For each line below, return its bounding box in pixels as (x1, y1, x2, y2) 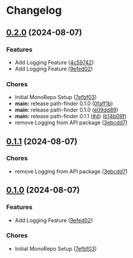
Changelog (6, 4, 62, 17)
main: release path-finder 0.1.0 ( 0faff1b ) (14, 100, 113, 107)
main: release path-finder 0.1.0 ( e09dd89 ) (14, 106, 119, 113)
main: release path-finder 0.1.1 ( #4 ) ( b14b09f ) (14, 113, 127, 120)
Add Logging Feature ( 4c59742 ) (14, 59, 94, 66)
